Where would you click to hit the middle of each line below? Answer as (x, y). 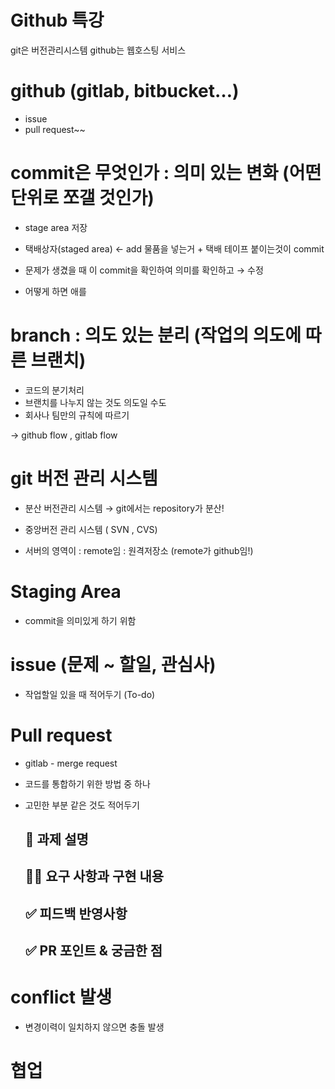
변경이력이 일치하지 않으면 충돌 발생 (94, 1027)
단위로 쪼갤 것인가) (82, 198)
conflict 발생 (61, 997)
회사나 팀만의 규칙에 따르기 (77, 415)
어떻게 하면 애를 (55, 291)
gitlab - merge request (71, 763)
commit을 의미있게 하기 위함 (80, 620)
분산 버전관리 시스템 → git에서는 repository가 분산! (124, 508)
